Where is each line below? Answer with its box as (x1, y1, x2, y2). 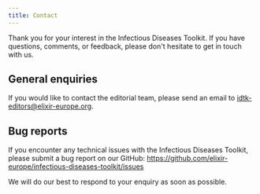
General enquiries (8, 72, 98, 86)
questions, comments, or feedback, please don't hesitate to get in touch (8, 41, 242, 51)
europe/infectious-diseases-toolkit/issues (8, 162, 144, 171)
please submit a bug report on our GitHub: (8, 154, 146, 163)
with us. (8, 49, 34, 59)
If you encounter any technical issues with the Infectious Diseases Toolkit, (8, 145, 249, 155)
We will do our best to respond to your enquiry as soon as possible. (8, 178, 227, 187)
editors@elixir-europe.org (8, 101, 92, 111)
